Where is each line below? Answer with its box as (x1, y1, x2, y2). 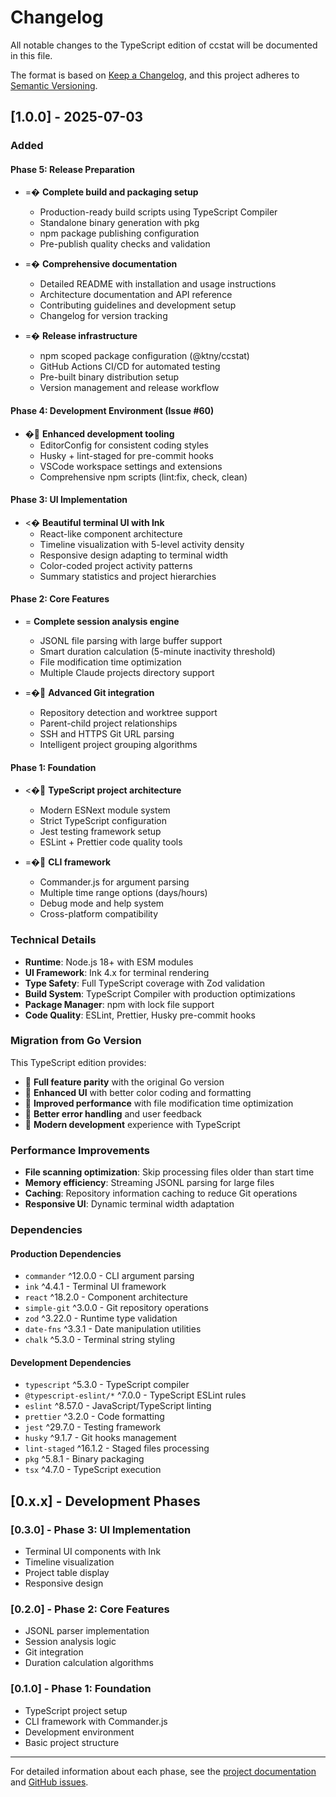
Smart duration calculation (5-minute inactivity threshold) (39, 646, 276, 658)
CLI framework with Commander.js (24, 1715, 168, 1727)
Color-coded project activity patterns (39, 559, 193, 571)
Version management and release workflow (39, 382, 220, 394)
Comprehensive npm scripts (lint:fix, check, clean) (39, 471, 248, 483)
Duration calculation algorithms (24, 1657, 154, 1669)
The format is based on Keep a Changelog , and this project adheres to (10, 69, 300, 81)
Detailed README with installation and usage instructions (39, 278, 277, 290)
